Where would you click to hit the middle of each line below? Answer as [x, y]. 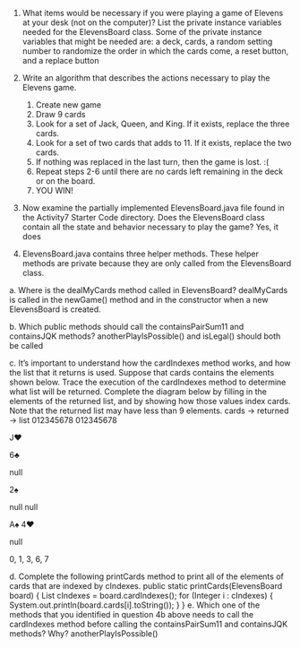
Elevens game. [49, 87]
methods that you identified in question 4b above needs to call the [132, 614]
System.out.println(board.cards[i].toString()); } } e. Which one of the [135, 605]
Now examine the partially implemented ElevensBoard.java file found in [153, 208]
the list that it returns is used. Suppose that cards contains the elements [142, 372]
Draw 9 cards [60, 114]
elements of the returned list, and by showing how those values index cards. [150, 401]
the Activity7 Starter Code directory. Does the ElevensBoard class [144, 217]
